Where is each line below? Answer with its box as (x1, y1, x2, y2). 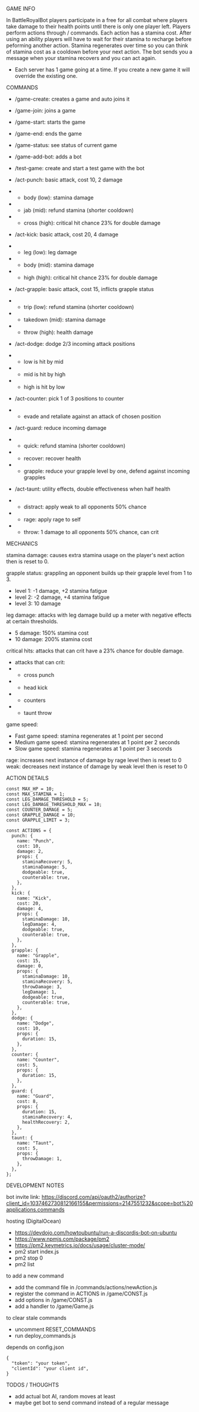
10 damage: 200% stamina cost (14, 636, 93, 642)
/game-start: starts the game (14, 118, 86, 126)
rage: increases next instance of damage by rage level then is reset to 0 (6, 757, 182, 764)
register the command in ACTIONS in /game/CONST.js (14, 1290, 149, 1297)
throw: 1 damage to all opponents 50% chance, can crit (23, 529, 159, 535)
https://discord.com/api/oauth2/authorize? (41, 1194, 146, 1200)
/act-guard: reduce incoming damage (14, 424, 107, 431)
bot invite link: (6, 1194, 40, 1200)
